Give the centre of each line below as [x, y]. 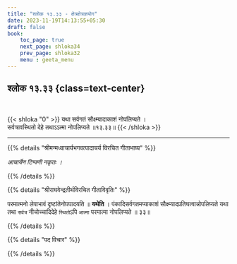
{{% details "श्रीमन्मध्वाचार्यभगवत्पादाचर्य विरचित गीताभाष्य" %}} [82, 148]
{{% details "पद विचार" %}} [44, 239]
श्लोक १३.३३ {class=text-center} [76, 89]
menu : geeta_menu [47, 60]
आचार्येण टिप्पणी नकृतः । [35, 162]
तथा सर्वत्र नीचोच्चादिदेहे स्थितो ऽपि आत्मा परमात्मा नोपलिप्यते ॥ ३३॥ [79, 212]
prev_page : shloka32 [50, 54]
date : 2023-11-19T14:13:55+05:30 [56, 20]
